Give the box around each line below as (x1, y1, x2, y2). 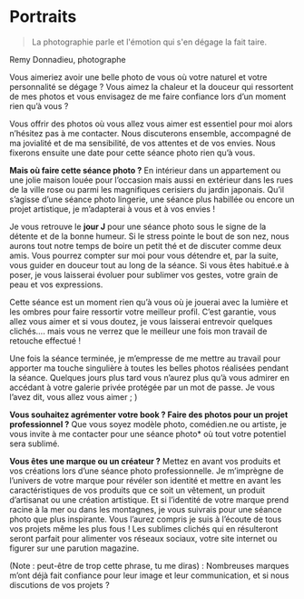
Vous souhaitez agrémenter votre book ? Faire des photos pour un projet (9, 409, 289, 420)
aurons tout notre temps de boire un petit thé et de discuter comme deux (9, 240, 282, 251)
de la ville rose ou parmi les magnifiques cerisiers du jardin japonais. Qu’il (9, 184, 284, 195)
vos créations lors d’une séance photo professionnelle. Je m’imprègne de (9, 465, 284, 476)
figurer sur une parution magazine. (9, 543, 140, 554)
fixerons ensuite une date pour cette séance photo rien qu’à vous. (9, 147, 256, 158)
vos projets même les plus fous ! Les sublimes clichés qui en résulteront (9, 523, 279, 534)
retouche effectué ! (9, 334, 82, 346)
